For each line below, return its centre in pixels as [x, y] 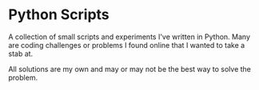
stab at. [21, 53]
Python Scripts [59, 15]
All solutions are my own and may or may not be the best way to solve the [130, 68]
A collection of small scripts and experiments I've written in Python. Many [129, 37]
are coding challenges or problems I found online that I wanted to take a [127, 45]
